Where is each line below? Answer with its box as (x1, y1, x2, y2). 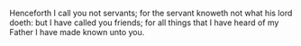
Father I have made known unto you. (9, 27, 145, 37)
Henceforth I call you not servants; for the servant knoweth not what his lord (9, 8, 293, 18)
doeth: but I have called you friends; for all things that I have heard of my (9, 17, 279, 28)
